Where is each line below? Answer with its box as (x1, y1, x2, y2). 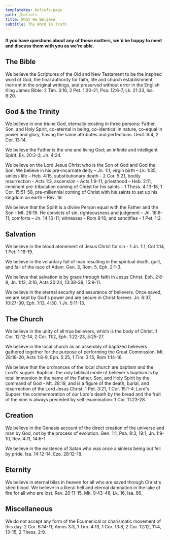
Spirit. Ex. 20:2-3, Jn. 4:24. (5, 152, 62, 158)
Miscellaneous (5, 504, 53, 514)
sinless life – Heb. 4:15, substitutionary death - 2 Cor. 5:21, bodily (5, 173, 141, 179)
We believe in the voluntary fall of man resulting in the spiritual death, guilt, (5, 259, 161, 265)
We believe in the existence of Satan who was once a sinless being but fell (5, 445, 161, 452)
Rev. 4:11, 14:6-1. (12, 435, 47, 441)
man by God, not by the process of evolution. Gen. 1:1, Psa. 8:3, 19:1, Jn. (5, 430, 156, 436)
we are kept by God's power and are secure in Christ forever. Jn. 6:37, (5, 294, 152, 301)
